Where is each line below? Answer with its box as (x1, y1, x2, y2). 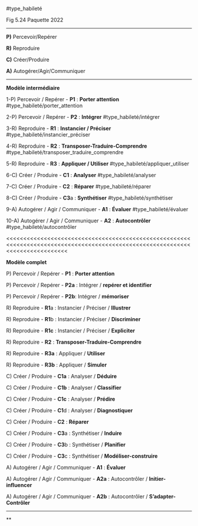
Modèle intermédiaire (6, 85, 60, 91)
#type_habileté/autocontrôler (6, 224, 77, 230)
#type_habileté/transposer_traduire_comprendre (6, 149, 124, 155)
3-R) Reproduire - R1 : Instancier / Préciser (6, 125, 111, 132)
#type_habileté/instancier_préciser (6, 131, 90, 138)
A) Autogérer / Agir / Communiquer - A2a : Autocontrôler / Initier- (6, 475, 166, 482)
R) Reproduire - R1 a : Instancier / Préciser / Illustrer (6, 304, 131, 311)
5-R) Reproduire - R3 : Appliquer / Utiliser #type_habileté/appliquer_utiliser (6, 160, 190, 167)
